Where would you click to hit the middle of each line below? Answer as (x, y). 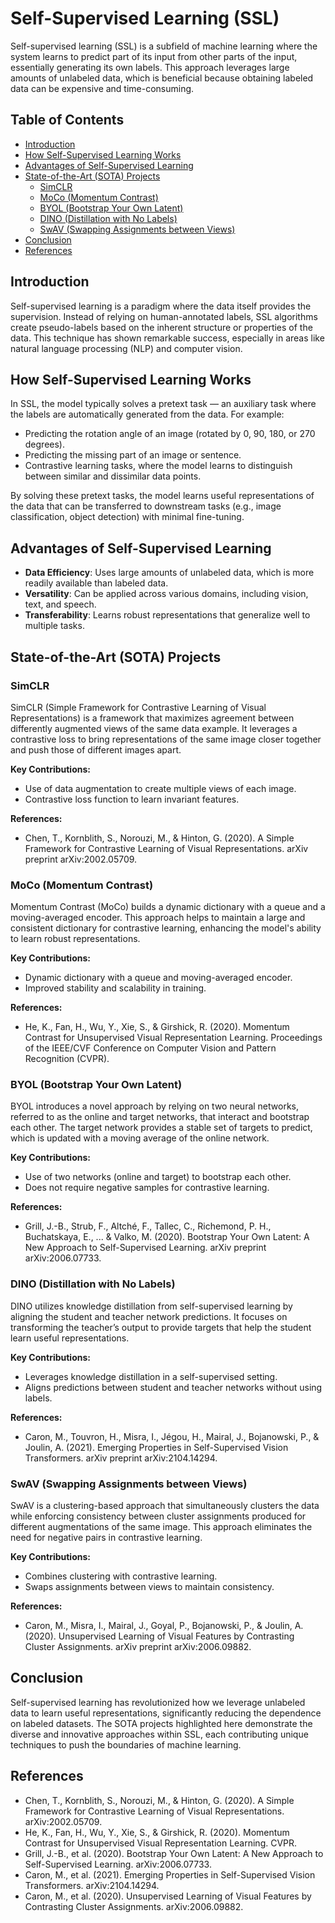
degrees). (45, 444)
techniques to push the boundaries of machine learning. (126, 1744)
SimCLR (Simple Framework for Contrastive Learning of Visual (138, 707)
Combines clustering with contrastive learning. (121, 1576)
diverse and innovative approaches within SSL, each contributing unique (159, 1734)
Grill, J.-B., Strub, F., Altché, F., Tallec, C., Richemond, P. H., (148, 1226)
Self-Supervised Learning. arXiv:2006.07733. (118, 1864)
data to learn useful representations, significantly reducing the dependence (166, 1713)
